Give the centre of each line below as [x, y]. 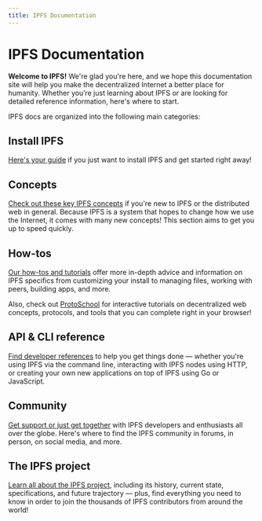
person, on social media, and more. [65, 442]
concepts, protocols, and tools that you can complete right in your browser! [130, 312]
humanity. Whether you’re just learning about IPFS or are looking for [118, 93]
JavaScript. [27, 381]
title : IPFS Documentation [52, 15]
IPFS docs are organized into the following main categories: [104, 116]
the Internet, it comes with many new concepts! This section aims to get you [131, 220]
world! [18, 510]
